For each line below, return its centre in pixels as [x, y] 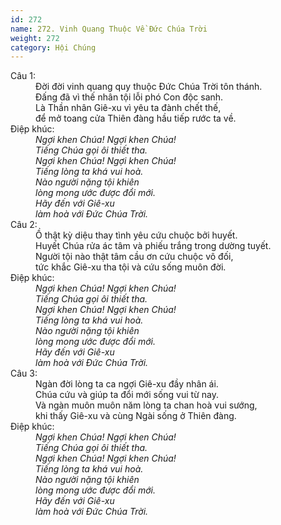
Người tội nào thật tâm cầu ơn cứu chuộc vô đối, [134, 257]
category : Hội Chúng [53, 47]
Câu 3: [24, 373]
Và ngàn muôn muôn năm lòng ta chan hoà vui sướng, [146, 405]
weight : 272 [35, 38]
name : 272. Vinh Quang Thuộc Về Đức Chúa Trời [109, 29]
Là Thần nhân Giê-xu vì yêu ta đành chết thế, [128, 108]
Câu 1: [23, 76]
